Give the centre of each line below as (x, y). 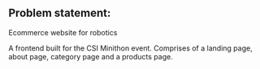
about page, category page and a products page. (91, 56)
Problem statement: (60, 13)
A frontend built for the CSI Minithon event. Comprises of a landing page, (131, 48)
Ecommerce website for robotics (63, 32)
